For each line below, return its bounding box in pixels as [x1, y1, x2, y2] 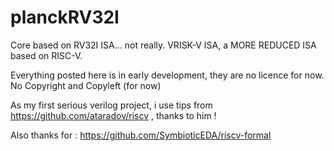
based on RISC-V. [10, 49, 83, 61]
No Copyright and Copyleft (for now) [10, 79, 162, 91]
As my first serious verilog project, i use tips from [10, 99, 213, 111]
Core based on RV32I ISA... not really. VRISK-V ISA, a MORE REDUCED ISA [10, 39, 317, 51]
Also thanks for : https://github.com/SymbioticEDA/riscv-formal [10, 129, 272, 141]
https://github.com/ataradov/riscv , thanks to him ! [10, 109, 217, 121]
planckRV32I [10, 6, 120, 29]
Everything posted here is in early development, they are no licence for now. [10, 69, 325, 81]
